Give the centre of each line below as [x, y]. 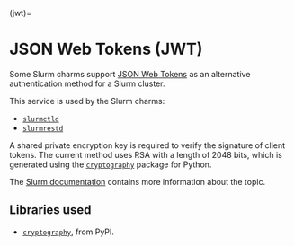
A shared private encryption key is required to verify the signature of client [147, 145]
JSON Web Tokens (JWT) [106, 49]
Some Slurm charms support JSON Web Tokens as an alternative [130, 74]
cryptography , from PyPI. [68, 232]
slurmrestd [43, 128]
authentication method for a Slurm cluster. [87, 83]
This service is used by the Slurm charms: [87, 101]
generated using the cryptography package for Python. [111, 164]
